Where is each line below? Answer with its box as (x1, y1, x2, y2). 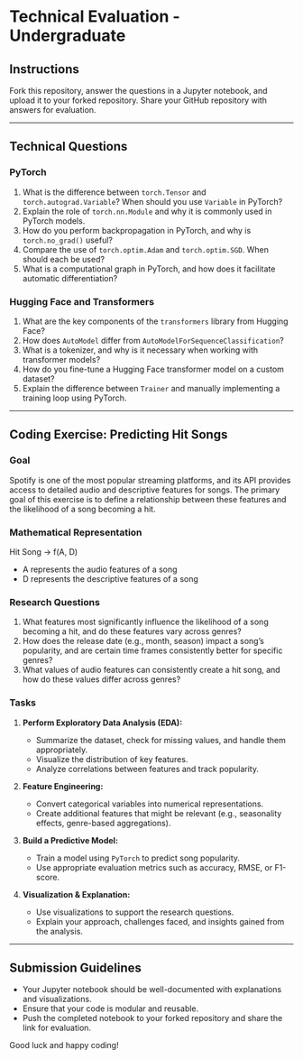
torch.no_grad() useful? (22, 235, 113, 245)
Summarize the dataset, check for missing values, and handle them (35, 734, 286, 745)
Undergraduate (9, 25, 126, 46)
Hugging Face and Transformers (9, 295, 155, 308)
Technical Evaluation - (9, 6, 180, 27)
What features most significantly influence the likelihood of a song (22, 616, 269, 628)
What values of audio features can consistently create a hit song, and (22, 665, 281, 676)
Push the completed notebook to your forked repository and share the (22, 1013, 283, 1024)
